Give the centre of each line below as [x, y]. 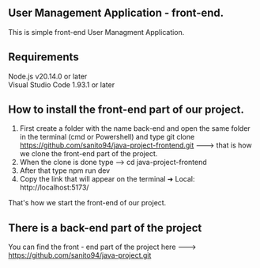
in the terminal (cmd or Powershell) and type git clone [107, 137]
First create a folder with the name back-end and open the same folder [135, 128]
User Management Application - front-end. [116, 13]
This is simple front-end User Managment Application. [96, 32]
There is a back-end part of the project [105, 228]
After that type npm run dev [65, 170]
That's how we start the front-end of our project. [87, 203]
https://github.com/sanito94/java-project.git [80, 255]
